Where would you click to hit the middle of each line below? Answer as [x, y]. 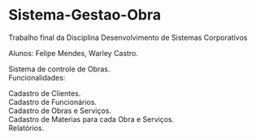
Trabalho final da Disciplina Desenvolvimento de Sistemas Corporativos [128, 37]
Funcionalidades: [37, 77]
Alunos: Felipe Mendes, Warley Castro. [73, 53]
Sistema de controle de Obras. [59, 69]
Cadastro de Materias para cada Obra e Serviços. [91, 119]
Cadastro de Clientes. [45, 93]
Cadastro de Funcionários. [53, 102]
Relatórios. [26, 128]
